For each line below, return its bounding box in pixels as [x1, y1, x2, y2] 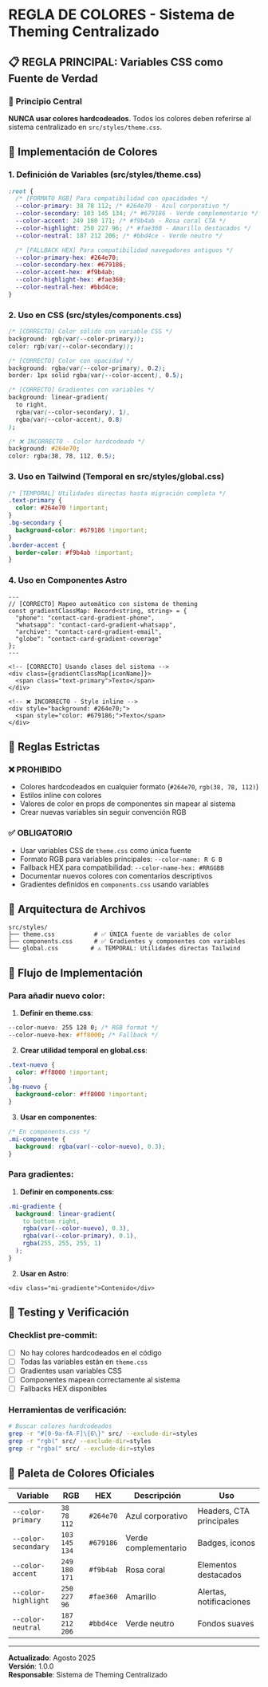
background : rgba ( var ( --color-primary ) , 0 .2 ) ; [8, 364, 166, 372]
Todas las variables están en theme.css [19, 1357, 148, 1367]
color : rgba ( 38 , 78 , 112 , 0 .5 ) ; [8, 452, 116, 460]
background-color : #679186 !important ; [15, 526, 148, 534]
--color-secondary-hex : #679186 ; [15, 261, 127, 269]
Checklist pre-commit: [8, 1330, 98, 1341]
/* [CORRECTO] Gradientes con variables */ [8, 386, 156, 394]
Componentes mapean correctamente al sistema [19, 1374, 181, 1384]
